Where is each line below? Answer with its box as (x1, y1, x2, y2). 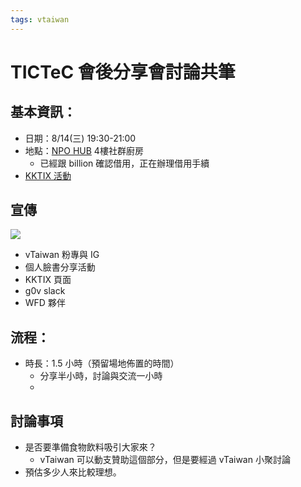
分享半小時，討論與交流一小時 (39, 370, 163, 382)
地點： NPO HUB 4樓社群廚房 (24, 144, 144, 156)
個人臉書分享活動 (24, 261, 96, 273)
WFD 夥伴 (24, 297, 66, 309)
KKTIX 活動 (24, 169, 72, 181)
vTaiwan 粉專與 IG (24, 249, 100, 261)
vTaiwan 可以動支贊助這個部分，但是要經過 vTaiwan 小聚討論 (39, 454, 291, 466)
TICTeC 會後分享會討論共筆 (10, 61, 236, 83)
